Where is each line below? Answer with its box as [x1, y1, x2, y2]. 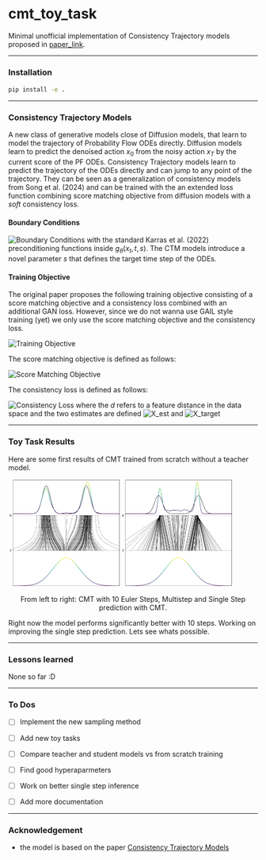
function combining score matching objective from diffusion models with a [8, 191, 251, 201]
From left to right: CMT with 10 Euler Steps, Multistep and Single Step [20, 594, 246, 604]
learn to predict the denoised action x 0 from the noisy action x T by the [8, 147, 237, 159]
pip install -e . [8, 86, 66, 94]
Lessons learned [8, 654, 74, 665]
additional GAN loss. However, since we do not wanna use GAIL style [8, 307, 234, 316]
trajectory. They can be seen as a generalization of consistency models [8, 174, 241, 183]
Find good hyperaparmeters [19, 765, 112, 774]
